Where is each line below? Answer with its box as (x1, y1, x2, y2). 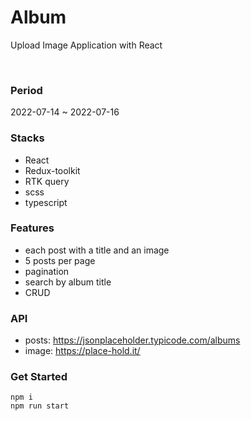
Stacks (10, 131, 45, 145)
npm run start (10, 401, 70, 411)
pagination (24, 265, 70, 277)
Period (10, 83, 43, 97)
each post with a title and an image (24, 244, 170, 256)
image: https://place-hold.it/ (24, 345, 141, 357)
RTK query (24, 175, 70, 187)
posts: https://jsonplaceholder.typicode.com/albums (24, 334, 241, 346)
